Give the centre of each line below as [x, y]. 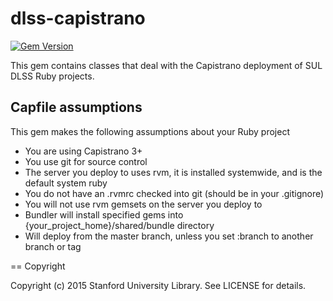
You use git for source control [86, 161]
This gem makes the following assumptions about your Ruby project [150, 131]
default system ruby [66, 183]
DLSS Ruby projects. [52, 76]
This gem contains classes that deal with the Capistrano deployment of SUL [166, 65]
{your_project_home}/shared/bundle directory [119, 225]
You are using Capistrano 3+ [83, 151]
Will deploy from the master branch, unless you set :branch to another [169, 236]
